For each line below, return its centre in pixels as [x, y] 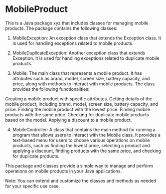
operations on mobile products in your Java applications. [64, 171]
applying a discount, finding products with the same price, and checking [86, 151]
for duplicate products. [36, 156]
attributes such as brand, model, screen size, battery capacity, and [81, 78]
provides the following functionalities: [51, 89]
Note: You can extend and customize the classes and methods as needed [81, 181]
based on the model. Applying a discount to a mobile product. [69, 120]
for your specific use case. [33, 186]
